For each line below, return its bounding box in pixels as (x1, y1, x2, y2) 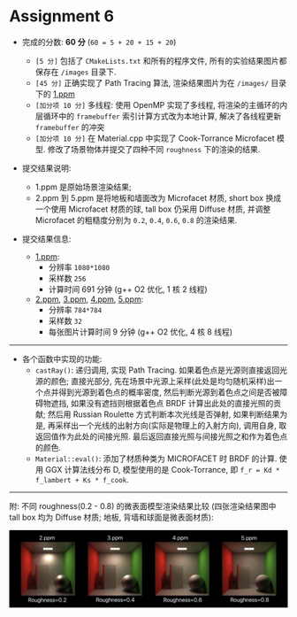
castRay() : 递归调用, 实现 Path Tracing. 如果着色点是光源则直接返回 (34, 365, 280, 375)
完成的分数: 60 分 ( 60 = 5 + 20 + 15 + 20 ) (21, 36, 177, 47)
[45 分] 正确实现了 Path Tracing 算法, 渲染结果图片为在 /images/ (34, 77, 270, 88)
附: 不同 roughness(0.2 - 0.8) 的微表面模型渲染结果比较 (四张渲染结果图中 (9, 500, 277, 511)
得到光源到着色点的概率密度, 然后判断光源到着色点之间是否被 (58, 387, 280, 397)
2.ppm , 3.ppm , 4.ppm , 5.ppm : (34, 294, 144, 305)
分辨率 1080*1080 (48, 261, 110, 272)
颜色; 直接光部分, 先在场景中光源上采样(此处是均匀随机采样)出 (50, 375, 275, 386)
